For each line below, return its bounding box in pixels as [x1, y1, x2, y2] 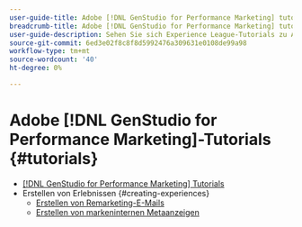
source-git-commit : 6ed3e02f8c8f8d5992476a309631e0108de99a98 [9, 38, 247, 48]
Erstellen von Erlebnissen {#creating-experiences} [22, 187, 209, 198]
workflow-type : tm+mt [9, 47, 91, 56]
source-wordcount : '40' [9, 55, 99, 64]
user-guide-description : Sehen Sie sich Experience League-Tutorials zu [9, 30, 288, 39]
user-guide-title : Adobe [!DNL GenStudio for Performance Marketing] [9, 13, 276, 23]
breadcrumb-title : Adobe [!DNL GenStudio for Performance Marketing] [9, 22, 276, 31]
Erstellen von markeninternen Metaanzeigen [35, 206, 200, 217]
